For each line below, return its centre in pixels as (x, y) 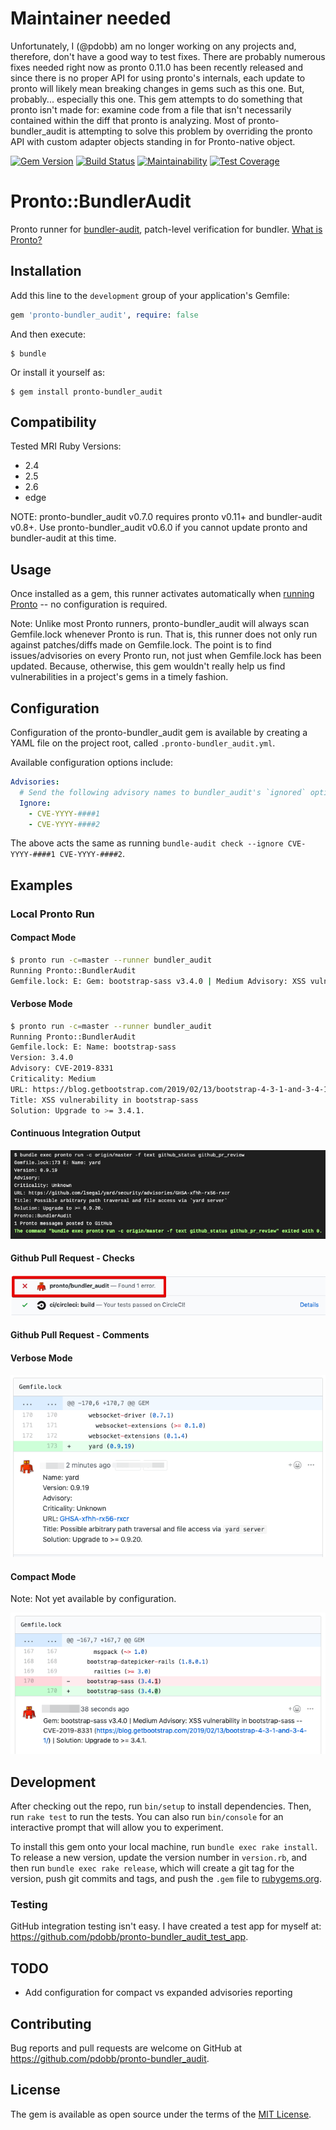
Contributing (51, 2023)
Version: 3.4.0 (42, 1058)
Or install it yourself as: (57, 372)
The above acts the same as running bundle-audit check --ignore (147, 843)
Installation (46, 271)
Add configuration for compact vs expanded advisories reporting (158, 1993)
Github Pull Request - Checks (72, 1258)
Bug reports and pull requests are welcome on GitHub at (126, 2048)
